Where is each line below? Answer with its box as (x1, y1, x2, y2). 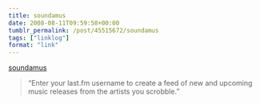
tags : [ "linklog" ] (8, 33, 70, 42)
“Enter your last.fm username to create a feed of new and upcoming (27, 79, 253, 88)
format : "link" (8, 41, 59, 49)
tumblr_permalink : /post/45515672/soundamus (8, 26, 159, 34)
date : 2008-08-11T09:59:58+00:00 (8, 19, 120, 27)
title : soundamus (8, 11, 66, 20)
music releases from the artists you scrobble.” (27, 87, 180, 96)
